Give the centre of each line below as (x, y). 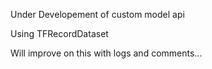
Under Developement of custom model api (97, 14)
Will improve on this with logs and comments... (106, 53)
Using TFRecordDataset (59, 33)
